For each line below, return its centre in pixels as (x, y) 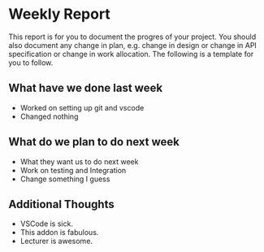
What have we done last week (86, 88)
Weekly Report (60, 14)
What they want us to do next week (79, 161)
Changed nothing (49, 116)
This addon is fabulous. (59, 232)
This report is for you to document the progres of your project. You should (132, 37)
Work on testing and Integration (73, 170)
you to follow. (31, 63)
